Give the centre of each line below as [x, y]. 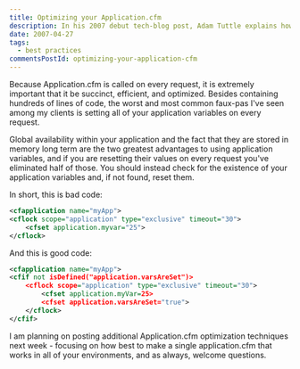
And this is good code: [50, 253]
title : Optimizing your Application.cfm [86, 17]
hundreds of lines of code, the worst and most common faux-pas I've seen [147, 103]
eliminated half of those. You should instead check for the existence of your [148, 168]
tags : [19, 42]
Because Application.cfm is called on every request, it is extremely [132, 84]
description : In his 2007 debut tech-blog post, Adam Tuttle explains [143, 26]
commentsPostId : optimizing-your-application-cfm [104, 59]
